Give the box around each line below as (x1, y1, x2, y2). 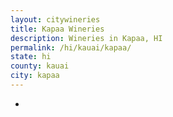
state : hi (10, 52, 52, 62)
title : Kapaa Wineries (10, 24, 105, 34)
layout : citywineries (10, 14, 101, 25)
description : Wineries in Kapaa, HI (10, 33, 163, 43)
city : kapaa (10, 71, 60, 81)
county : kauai (10, 61, 70, 71)
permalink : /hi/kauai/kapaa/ (10, 42, 132, 53)
